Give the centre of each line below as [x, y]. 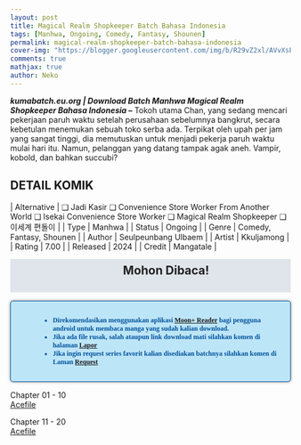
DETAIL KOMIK [52, 186]
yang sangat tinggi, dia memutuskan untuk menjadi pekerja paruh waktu [142, 138]
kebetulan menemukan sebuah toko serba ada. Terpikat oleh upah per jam [146, 129]
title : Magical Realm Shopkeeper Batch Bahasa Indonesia [118, 26]
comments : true [38, 59]
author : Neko [34, 76]
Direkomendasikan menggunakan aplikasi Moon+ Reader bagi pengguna [157, 320]
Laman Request [76, 361]
